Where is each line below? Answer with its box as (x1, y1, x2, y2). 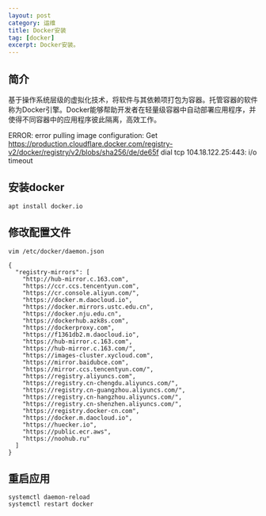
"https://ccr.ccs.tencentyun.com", (22, 282, 140, 290)
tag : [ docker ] (8, 33, 55, 42)
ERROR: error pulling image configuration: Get (8, 130, 158, 140)
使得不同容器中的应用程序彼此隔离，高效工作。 (8, 114, 161, 124)
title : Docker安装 (8, 26, 66, 34)
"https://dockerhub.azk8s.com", (22, 316, 129, 325)
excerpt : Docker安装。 (8, 41, 80, 49)
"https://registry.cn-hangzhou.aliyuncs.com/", (22, 393, 182, 401)
